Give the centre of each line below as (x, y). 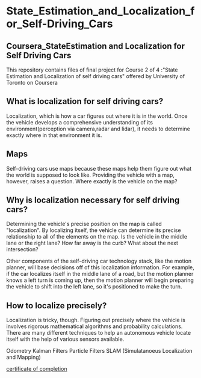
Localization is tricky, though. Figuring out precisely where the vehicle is (96, 320)
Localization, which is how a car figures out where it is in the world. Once (97, 116)
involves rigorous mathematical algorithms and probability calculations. (94, 326)
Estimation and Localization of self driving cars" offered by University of (96, 76)
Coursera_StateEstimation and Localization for (96, 46)
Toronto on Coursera (32, 83)
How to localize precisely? (57, 306)
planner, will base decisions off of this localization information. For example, (100, 267)
